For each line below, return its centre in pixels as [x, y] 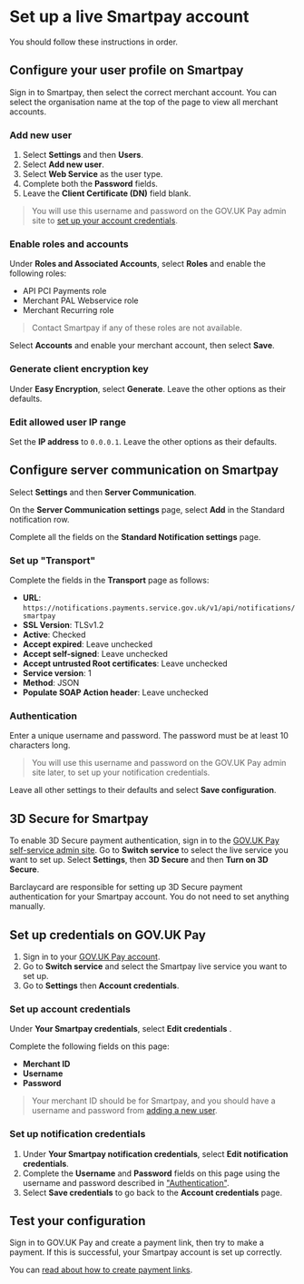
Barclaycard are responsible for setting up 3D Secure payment [126, 887]
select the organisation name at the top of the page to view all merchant [144, 102]
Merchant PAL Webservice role [80, 300]
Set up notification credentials [78, 1134]
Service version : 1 [57, 673]
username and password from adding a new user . [124, 1111]
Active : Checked [54, 635]
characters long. [40, 745]
